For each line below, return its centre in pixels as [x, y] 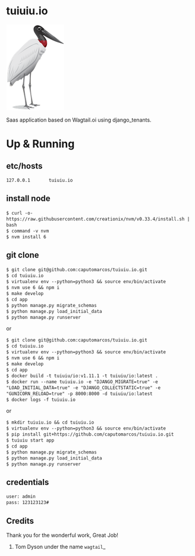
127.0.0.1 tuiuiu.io [40, 180]
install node [28, 199]
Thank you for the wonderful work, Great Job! [62, 535]
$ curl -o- [20, 213]
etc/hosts [24, 166]
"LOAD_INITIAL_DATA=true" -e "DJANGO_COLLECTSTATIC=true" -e [84, 388]
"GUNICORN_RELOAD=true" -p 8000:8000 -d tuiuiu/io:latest [79, 394]
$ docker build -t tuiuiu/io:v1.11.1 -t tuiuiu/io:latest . [82, 376]
